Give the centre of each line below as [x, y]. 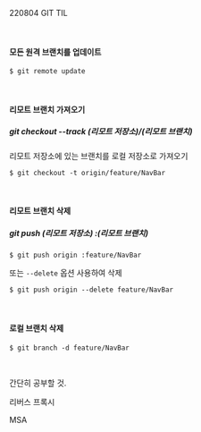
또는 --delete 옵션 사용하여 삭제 [66, 273]
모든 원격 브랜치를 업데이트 [55, 52]
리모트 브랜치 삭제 [40, 211]
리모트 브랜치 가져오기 [47, 109]
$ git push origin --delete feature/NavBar [92, 290]
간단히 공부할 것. [38, 383]
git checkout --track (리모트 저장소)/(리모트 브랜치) [101, 131]
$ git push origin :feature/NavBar [75, 255]
